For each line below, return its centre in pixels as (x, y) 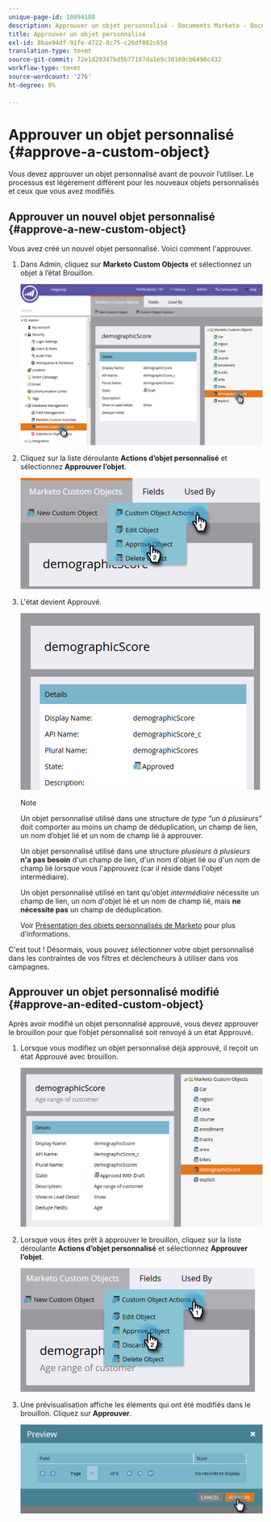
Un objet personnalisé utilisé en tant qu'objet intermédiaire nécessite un (140, 892)
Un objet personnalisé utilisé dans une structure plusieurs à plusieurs (135, 851)
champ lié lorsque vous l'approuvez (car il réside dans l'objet (121, 868)
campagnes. (29, 966)
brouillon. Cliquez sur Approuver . (76, 1414)
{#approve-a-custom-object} (109, 151)
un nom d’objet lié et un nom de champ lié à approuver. (111, 835)
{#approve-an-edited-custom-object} (106, 1005)
